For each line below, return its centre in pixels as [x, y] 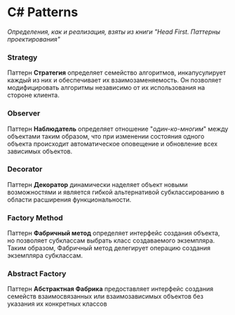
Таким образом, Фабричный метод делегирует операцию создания [109, 248]
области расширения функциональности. [69, 199]
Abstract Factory [37, 274]
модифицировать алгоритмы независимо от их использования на [106, 88]
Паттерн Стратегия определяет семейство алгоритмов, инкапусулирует [117, 73]
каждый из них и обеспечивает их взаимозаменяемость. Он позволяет [115, 80]
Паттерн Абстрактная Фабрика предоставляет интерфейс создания [110, 289]
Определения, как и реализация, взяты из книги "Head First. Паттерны [114, 32]
